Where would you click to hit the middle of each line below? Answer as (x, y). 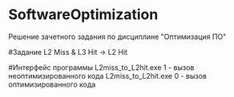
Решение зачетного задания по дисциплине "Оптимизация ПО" (117, 37)
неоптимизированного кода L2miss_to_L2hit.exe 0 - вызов (107, 76)
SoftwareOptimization (83, 15)
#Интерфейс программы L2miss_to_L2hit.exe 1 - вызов (101, 67)
